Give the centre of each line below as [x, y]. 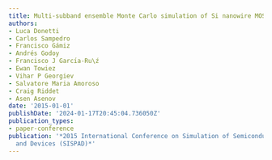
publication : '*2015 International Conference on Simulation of [119, 136]
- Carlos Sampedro [39, 38]
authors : [23, 23]
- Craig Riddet [34, 91]
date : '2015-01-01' [41, 106]
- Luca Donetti [34, 31]
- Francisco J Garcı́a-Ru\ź [54, 61]
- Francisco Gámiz [39, 46]
